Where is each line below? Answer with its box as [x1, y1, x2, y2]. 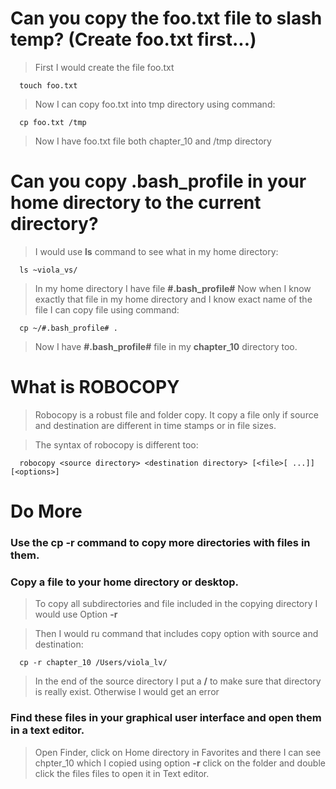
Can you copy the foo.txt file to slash [10, 7, 323, 30]
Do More [10, 500, 83, 522]
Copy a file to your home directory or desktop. [10, 575, 239, 589]
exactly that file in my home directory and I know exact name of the [34, 293, 313, 305]
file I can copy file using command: [34, 303, 180, 316]
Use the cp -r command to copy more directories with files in [10, 535, 311, 549]
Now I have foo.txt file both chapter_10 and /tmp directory [34, 135, 272, 147]
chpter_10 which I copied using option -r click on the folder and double [34, 757, 326, 769]
